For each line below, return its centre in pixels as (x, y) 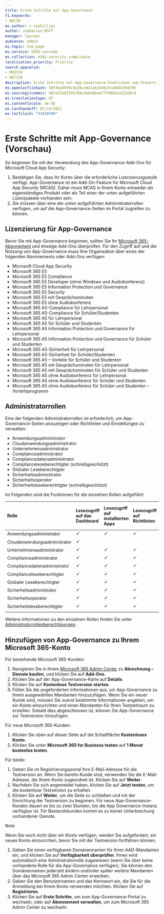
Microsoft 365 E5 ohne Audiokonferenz (52, 302)
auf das (83, 516)
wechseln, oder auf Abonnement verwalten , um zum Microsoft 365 (81, 902)
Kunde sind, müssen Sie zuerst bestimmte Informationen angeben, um (83, 700)
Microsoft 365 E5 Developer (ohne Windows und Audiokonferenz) (78, 281)
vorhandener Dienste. (34, 816)
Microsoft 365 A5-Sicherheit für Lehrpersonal (58, 349)
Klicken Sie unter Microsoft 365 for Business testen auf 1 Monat (77, 745)
